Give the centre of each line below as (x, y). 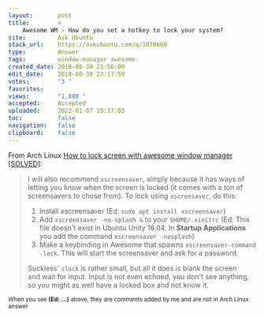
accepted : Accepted (47, 103)
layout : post (40, 15)
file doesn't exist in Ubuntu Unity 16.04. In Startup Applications (143, 227)
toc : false (42, 118)
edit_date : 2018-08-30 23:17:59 (67, 74)
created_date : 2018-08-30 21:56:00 (67, 67)
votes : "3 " (40, 81)
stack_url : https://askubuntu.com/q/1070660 (88, 45)
